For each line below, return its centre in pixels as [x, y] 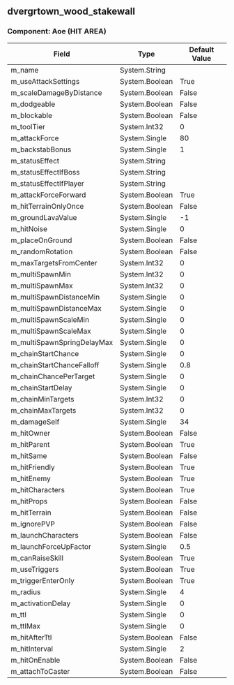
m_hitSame [29, 455]
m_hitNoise [29, 228]
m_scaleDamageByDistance [56, 92]
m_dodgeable [33, 104]
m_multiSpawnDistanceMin [55, 297]
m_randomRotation [42, 251]
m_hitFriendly [33, 467]
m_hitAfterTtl [31, 637]
